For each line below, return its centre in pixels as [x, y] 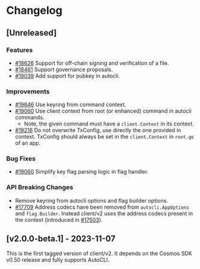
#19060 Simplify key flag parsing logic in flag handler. [82, 172]
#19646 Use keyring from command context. [70, 105]
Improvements [28, 91]
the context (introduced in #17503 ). [59, 220]
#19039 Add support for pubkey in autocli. [67, 75]
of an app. [28, 143]
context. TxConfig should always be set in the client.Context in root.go [105, 137]
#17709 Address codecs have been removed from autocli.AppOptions [102, 207]
